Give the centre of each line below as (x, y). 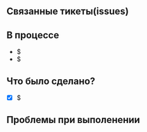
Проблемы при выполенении (73, 120)
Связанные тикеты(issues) (68, 11)
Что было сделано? (51, 81)
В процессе (33, 35)
